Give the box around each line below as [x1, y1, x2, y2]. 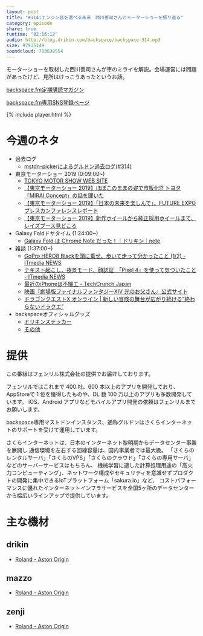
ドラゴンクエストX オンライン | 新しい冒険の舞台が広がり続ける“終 [24, 295, 190, 302]
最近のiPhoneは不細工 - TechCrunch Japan [24, 280, 132, 287]
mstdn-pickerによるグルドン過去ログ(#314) [24, 163, 132, 170]
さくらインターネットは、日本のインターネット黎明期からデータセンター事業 [6, 439, 197, 446]
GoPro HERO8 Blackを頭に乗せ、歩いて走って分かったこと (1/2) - [24, 252, 186, 259]
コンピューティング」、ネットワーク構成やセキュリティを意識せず [11, 469, 173, 476]
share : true [6, 25, 36, 32]
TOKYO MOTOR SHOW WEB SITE [24, 177, 108, 184]
